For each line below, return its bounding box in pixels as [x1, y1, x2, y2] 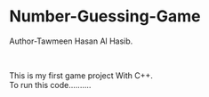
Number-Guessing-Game [9, 6, 201, 27]
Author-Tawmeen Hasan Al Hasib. [9, 36, 133, 46]
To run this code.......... [9, 79, 92, 90]
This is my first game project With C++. [9, 69, 154, 81]
